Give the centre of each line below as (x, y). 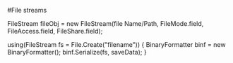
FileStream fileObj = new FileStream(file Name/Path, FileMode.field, (106, 23)
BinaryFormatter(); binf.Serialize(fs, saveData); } (77, 52)
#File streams (27, 10)
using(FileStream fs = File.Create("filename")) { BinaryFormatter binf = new (116, 44)
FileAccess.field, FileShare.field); (55, 31)
